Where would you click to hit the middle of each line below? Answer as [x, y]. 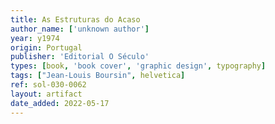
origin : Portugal [46, 47]
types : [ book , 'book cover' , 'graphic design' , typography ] [138, 66]
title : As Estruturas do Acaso [75, 19]
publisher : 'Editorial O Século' [80, 57]
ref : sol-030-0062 [48, 85]
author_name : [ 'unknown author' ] [80, 29]
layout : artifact [46, 94]
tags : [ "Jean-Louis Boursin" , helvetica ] [98, 76]
